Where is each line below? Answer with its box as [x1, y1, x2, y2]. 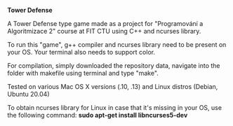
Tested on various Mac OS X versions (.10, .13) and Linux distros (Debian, [7, 83, 218, 90]
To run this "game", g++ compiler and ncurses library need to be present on [7, 41, 227, 48]
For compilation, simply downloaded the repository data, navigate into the [7, 62, 220, 69]
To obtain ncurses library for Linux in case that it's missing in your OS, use [7, 104, 222, 111]
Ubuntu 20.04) [7, 90, 51, 98]
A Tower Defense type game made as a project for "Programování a [7, 20, 204, 27]
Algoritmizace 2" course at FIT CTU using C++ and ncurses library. [7, 27, 201, 35]
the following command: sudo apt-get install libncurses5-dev [7, 111, 188, 119]
